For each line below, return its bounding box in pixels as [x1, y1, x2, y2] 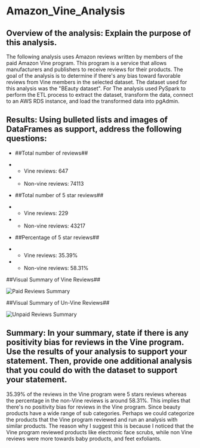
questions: [6, 133, 47, 144]
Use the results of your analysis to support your [6, 346, 187, 357]
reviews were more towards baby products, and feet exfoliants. [6, 435, 162, 442]
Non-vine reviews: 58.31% [23, 264, 89, 271]
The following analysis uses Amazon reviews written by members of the [6, 53, 183, 60]
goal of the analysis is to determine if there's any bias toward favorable [6, 72, 181, 79]
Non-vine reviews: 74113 [23, 180, 84, 187]
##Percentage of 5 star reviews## [14, 234, 100, 241]
